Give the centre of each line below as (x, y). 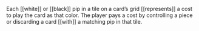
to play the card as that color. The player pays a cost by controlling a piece (99, 15)
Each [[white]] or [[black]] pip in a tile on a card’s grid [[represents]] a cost (99, 9)
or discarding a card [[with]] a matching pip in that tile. (74, 22)
